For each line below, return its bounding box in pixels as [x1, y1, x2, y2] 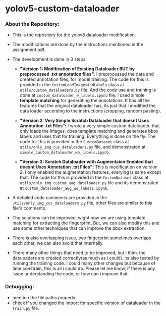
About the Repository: [5, 21, 59, 28]
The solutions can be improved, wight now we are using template [12, 215, 146, 221]
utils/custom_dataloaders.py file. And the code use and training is [19, 87, 156, 93]
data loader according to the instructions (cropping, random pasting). [19, 108, 162, 114]
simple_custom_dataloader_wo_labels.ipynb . [19, 149, 110, 155]
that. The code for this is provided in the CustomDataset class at [19, 174, 149, 181]
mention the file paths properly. [12, 294, 77, 300]
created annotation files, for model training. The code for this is [19, 76, 149, 82]
